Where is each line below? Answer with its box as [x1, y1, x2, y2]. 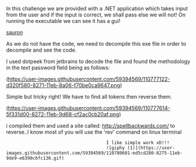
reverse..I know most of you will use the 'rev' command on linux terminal [6, 129, 182, 135]
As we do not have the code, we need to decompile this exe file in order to [6, 41, 187, 47]
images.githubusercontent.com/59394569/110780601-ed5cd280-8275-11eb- [6, 150, 183, 156]
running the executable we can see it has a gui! [6, 18, 121, 24]
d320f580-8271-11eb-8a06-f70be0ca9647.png [6, 82, 121, 89]
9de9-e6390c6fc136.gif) [6, 155, 65, 161]
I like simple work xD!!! [106, 140, 170, 146]
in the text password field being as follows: [6, 64, 110, 71]
